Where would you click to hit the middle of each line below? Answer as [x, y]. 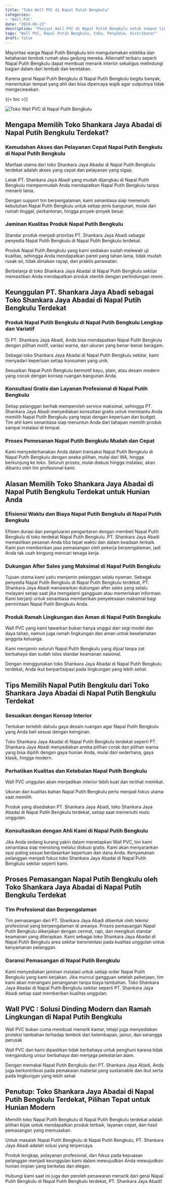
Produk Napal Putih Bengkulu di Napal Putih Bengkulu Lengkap [84, 323]
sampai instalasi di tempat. [33, 427]
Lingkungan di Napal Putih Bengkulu [64, 1017]
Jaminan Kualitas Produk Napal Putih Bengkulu [64, 224]
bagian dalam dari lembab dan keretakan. [49, 68]
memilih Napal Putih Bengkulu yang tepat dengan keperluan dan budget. [81, 417]
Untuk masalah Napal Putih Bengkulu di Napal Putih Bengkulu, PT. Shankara [84, 1140]
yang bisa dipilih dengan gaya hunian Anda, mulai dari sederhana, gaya [79, 752]
